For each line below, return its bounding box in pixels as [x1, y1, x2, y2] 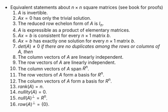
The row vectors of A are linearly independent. [17, 59, 116, 65]
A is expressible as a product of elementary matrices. [17, 27, 130, 33]
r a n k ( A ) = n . [17, 83, 44, 89]
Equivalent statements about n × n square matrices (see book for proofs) [10, 5, 163, 10]
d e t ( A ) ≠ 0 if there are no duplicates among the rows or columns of [17, 43, 160, 49]
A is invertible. [17, 10, 48, 16]
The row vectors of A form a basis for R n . [17, 71, 105, 78]
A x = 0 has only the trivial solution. [17, 15, 91, 21]
